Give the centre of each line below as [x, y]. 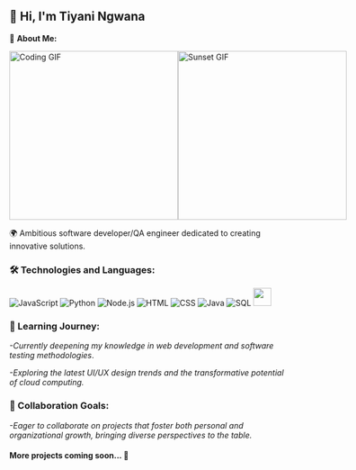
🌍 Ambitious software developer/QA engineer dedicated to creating [135, 233]
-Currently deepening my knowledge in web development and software [142, 346]
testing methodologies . [52, 356]
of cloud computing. [47, 383]
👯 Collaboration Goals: [59, 406]
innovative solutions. [47, 246]
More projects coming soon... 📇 [69, 456]
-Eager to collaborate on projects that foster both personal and [127, 425]
